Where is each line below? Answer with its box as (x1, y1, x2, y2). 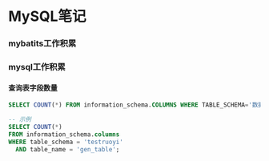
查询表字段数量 (8, 83, 58, 92)
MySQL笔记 (8, 7, 86, 26)
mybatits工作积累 (8, 38, 77, 49)
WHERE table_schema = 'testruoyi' (8, 138, 124, 146)
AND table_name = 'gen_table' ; (15, 145, 120, 153)
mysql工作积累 (8, 62, 66, 73)
